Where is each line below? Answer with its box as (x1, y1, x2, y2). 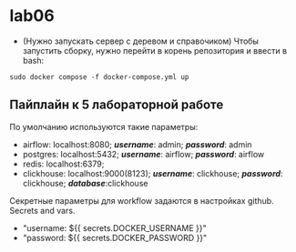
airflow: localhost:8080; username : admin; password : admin (22, 138, 252, 150)
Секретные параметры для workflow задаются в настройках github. (9, 195, 275, 206)
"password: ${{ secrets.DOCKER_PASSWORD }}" (22, 232, 208, 243)
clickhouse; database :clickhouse (22, 177, 148, 188)
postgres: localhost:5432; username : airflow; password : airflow (22, 148, 265, 159)
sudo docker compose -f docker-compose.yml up (9, 72, 189, 82)
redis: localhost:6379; (22, 158, 105, 169)
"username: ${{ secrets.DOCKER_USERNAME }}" (22, 222, 207, 233)
